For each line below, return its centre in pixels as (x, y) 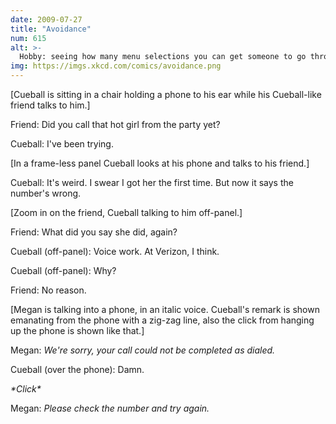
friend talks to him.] (50, 105)
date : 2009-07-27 (46, 19)
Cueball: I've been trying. (62, 144)
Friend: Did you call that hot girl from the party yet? (115, 124)
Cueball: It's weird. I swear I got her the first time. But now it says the (152, 182)
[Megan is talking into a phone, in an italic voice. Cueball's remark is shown (165, 309)
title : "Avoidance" (51, 29)
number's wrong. (46, 193)
